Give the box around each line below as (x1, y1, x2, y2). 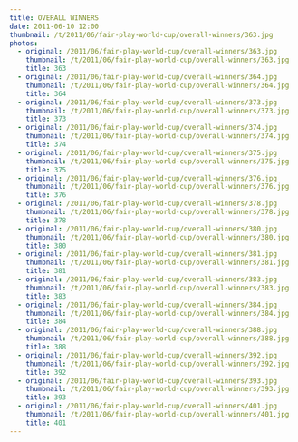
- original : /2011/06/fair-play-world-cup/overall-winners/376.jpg (17, 173, 278, 182)
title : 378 (25, 215, 67, 225)
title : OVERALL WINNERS (9, 13, 100, 23)
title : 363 (25, 64, 67, 74)
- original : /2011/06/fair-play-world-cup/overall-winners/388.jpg (17, 326, 278, 335)
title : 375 (25, 165, 67, 174)
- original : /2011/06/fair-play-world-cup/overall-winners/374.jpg (17, 123, 278, 133)
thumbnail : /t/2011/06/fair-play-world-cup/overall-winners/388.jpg (25, 334, 290, 343)
